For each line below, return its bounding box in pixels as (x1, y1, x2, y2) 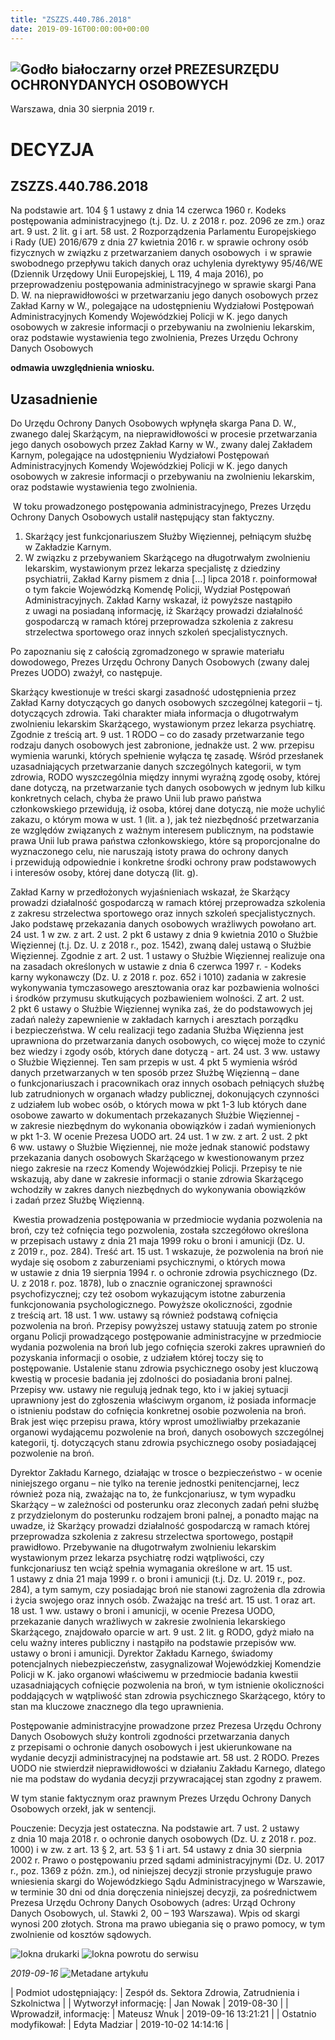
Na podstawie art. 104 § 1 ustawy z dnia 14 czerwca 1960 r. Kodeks (10, 204, 287, 216)
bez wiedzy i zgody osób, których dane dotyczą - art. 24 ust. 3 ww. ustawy (10, 1046, 321, 1058)
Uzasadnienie (10, 391, 98, 408)
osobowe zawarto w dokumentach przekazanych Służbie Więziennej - (10, 1109, 301, 1121)
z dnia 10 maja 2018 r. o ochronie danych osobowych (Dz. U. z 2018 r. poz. (10, 1833, 317, 1845)
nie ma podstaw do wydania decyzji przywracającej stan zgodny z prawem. (10, 1773, 323, 1785)
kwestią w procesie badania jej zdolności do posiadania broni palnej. (10, 1373, 293, 1385)
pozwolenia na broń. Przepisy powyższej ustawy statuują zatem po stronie (10, 1320, 318, 1332)
